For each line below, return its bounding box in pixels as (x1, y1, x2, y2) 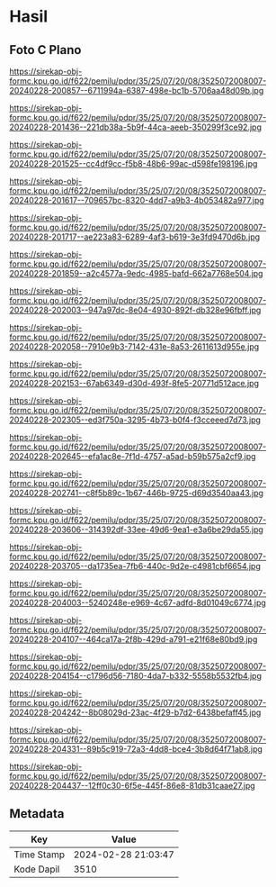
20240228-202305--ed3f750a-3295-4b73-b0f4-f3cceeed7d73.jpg (9, 414, 261, 425)
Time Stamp (13, 848, 66, 861)
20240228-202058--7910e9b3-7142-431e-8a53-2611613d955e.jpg (9, 341, 260, 352)
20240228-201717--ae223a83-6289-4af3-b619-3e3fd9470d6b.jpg (9, 231, 261, 242)
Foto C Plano (9, 42, 82, 58)
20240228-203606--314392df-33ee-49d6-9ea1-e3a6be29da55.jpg (9, 524, 263, 535)
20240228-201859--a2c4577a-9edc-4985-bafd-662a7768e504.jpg (9, 268, 263, 278)
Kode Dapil (13, 863, 60, 875)
